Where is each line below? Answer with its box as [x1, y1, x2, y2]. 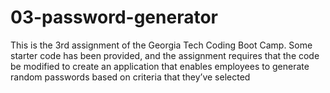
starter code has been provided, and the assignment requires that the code [10, 49, 320, 61]
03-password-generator [10, 6, 218, 29]
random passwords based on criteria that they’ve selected [10, 71, 251, 83]
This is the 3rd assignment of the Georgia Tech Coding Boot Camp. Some [10, 39, 313, 51]
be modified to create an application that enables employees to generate [10, 60, 310, 72]
